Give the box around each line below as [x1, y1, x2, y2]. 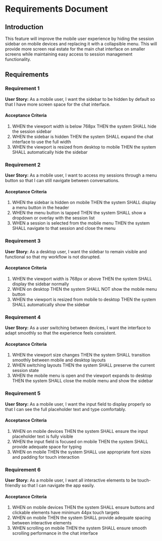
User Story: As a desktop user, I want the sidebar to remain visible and [5, 248, 147, 254]
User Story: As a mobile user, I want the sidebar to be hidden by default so [5, 96, 155, 102]
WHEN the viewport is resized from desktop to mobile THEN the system [12, 144, 157, 149]
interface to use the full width [12, 139, 72, 145]
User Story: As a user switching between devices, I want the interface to [5, 325, 151, 331]
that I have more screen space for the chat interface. [5, 101, 111, 107]
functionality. [5, 56, 32, 62]
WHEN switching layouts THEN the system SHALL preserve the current [12, 362, 155, 368]
